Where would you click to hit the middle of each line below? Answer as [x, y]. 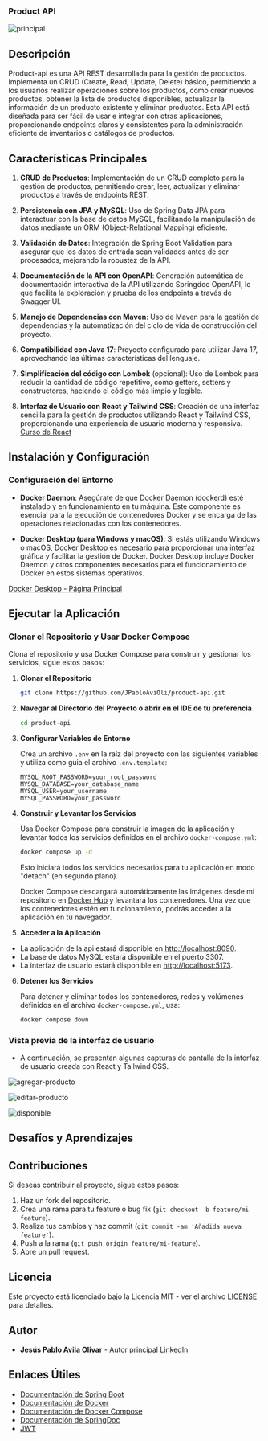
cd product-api [45, 723]
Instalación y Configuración [79, 457]
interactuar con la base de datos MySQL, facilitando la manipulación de [138, 219]
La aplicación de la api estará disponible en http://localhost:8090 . [128, 948]
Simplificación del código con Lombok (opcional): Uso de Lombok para [139, 373]
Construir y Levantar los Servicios [78, 813]
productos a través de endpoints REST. [85, 194]
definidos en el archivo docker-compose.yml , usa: [100, 1005]
